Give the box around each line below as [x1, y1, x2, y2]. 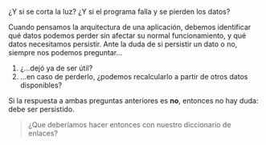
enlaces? [27, 128, 59, 138]
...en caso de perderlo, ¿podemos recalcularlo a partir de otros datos [19, 72, 248, 81]
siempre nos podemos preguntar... [8, 48, 123, 57]
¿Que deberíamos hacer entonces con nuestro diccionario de [27, 120, 231, 129]
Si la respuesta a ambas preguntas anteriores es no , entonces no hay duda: [8, 96, 259, 105]
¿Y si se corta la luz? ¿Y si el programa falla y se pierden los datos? [8, 7, 231, 16]
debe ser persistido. [8, 104, 75, 114]
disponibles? [19, 80, 63, 90]
